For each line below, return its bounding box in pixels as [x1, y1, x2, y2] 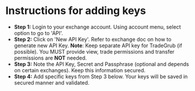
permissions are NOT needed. [14, 54, 88, 61]
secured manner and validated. [14, 79, 90, 86]
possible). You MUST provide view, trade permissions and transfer [14, 48, 174, 55]
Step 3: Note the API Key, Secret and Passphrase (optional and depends [14, 60, 189, 68]
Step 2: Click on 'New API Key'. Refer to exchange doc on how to [14, 36, 172, 43]
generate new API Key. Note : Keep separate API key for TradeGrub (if [14, 42, 183, 49]
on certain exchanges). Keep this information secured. [14, 66, 146, 73]
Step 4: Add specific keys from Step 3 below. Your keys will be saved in [14, 73, 188, 80]
